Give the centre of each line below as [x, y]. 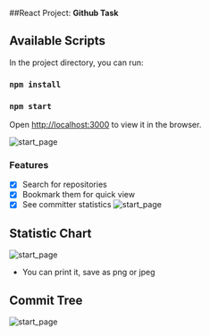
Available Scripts [57, 41]
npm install [35, 84]
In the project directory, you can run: [76, 63]
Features [29, 164]
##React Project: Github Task [64, 13]
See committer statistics [67, 205]
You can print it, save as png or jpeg [88, 273]
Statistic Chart [50, 233]
